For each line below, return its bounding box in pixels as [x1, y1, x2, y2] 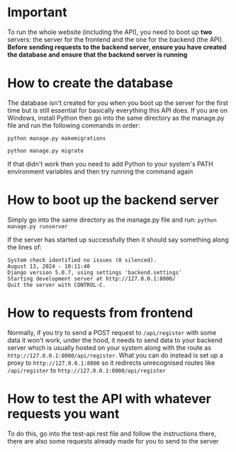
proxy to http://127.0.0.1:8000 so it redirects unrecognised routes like [7, 358, 215, 367]
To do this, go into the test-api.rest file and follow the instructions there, [7, 429, 217, 438]
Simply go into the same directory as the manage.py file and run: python [7, 215, 218, 224]
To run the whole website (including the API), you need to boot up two [7, 28, 213, 36]
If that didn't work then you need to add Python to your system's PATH [7, 159, 214, 168]
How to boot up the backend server [7, 192, 219, 208]
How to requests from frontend [7, 305, 193, 321]
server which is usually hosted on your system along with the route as [7, 343, 211, 351]
